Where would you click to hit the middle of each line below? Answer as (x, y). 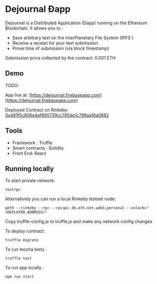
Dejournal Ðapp (38, 9)
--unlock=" (138, 208)
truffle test (19, 259)
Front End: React (29, 153)
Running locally (30, 169)
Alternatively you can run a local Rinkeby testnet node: (60, 199)
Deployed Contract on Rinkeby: (37, 110)
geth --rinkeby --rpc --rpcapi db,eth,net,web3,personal (65, 208)
